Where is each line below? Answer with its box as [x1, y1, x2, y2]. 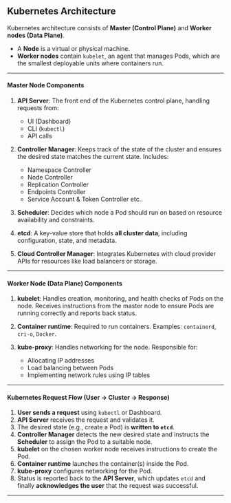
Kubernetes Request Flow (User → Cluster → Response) [7, 393, 170, 401]
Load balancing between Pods [27, 364, 114, 372]
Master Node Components [7, 81, 85, 89]
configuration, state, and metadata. [16, 237, 117, 245]
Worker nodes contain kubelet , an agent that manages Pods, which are [16, 52, 221, 60]
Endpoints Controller [27, 188, 86, 196]
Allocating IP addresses [27, 356, 95, 365]
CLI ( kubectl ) [27, 125, 65, 133]
